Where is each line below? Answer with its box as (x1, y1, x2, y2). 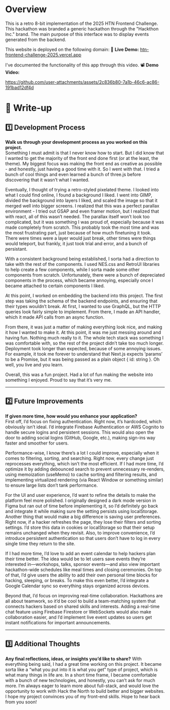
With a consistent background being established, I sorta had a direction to (5, 255, 159, 262)
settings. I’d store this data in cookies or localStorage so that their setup (5, 524, 155, 530)
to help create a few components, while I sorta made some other (5, 266, 140, 273)
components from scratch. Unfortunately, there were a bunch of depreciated (5, 272, 165, 278)
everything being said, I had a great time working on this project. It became (5, 661, 162, 667)
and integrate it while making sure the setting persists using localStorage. (5, 508, 158, 514)
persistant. (5, 246, 28, 252)
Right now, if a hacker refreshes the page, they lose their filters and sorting (5, 519, 161, 525)
